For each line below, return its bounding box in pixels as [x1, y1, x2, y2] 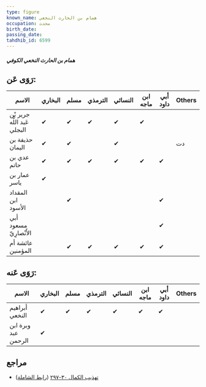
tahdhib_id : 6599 [6, 37, 51, 43]
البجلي [9, 126, 26, 134]
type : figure [6, 9, 40, 15]
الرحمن [9, 336, 29, 345]
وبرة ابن [9, 321, 31, 329]
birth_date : [6, 26, 37, 32]
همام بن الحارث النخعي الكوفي [6, 56, 75, 64]
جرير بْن [9, 110, 30, 119]
